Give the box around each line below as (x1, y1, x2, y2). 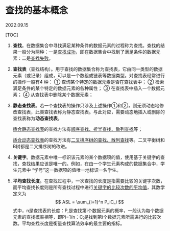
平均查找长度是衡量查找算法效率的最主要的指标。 (21, 220, 125, 226)
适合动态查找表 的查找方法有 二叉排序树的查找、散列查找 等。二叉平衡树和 (12, 136, 165, 143)
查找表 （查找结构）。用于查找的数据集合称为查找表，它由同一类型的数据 (12, 66, 163, 72)
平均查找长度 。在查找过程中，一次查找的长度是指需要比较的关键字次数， (12, 177, 165, 184)
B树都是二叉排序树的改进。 (12, 143, 70, 149)
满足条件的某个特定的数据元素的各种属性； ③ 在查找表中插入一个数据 (12, 85, 161, 91)
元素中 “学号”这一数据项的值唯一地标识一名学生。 (17, 167, 122, 173)
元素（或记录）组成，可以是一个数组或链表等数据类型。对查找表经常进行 (12, 72, 165, 78)
